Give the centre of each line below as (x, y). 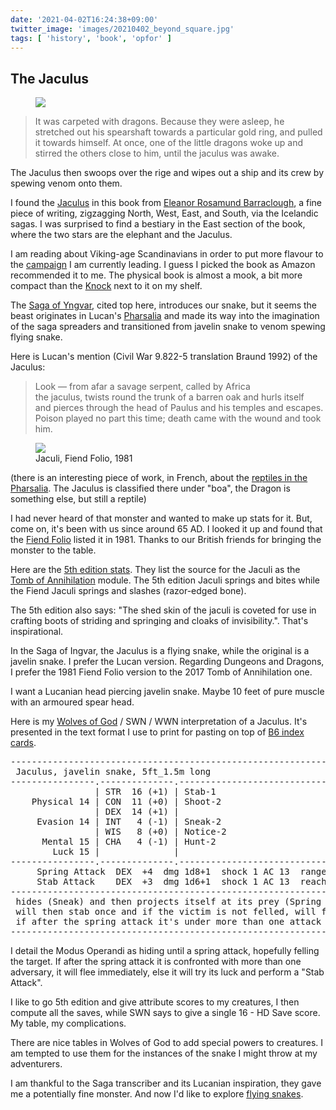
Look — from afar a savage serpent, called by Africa (142, 387)
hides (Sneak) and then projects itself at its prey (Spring (168, 902)
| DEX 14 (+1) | (137, 812)
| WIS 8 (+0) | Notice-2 (160, 832)
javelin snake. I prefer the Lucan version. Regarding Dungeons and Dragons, (167, 662)
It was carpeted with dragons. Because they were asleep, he (159, 122)
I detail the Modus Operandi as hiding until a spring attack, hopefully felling (165, 951)
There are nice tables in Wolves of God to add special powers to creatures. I (167, 1043)
